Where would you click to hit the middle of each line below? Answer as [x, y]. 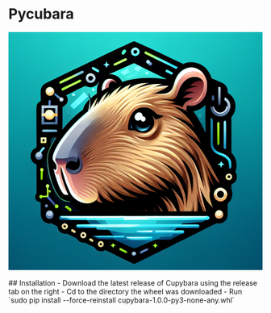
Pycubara [41, 14]
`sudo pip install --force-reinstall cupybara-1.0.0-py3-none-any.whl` [122, 300]
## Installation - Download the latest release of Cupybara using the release [133, 283]
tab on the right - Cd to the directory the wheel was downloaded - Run [125, 292]
